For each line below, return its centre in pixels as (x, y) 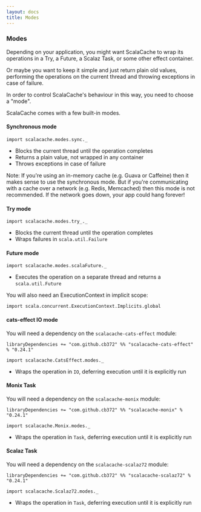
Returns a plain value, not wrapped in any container (79, 157)
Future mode (23, 253)
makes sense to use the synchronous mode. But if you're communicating (97, 182)
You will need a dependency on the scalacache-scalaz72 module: (87, 465)
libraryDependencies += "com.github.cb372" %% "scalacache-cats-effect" (100, 344)
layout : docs (23, 12)
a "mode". (19, 101)
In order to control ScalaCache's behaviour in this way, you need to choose (100, 95)
